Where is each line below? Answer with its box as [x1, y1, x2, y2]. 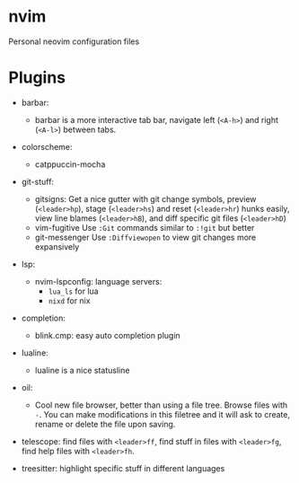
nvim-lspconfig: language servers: [34, 276, 163, 286]
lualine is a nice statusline [34, 364, 130, 375]
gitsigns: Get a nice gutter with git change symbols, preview [34, 193, 257, 204]
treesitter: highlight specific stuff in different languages [21, 462, 225, 473]
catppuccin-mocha [34, 159, 106, 170]
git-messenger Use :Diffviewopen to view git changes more [34, 232, 257, 242]
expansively [34, 241, 80, 252]
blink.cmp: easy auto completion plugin [34, 329, 180, 340]
